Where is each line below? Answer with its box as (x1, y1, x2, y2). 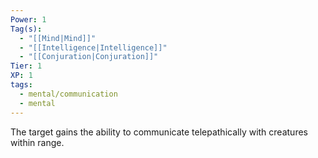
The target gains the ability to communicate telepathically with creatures (10, 126, 308, 138)
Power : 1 (10, 14, 47, 25)
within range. (10, 136, 65, 148)
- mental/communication (19, 89, 118, 99)
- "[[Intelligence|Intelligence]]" (19, 42, 168, 53)
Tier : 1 (10, 61, 43, 71)
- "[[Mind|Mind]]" (19, 33, 97, 43)
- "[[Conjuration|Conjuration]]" (19, 52, 159, 62)
